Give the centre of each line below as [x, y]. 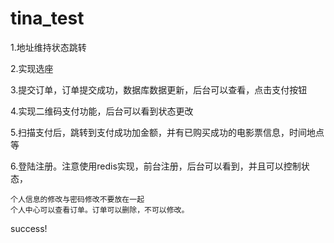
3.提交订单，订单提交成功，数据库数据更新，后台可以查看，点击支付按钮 [159, 89]
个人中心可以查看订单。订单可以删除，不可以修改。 [100, 210]
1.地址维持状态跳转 [48, 47]
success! [29, 228]
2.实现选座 [32, 68]
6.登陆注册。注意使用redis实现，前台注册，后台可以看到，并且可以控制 [156, 166]
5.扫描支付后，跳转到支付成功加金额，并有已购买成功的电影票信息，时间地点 [167, 132]
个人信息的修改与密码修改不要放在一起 [77, 199]
